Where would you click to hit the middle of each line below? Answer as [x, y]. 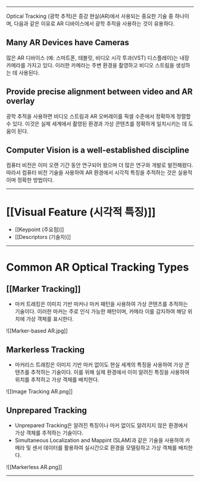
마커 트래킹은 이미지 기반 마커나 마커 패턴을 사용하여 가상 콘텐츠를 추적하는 [101, 304]
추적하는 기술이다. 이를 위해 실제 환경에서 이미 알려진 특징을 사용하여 [110, 372]
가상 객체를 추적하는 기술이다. [49, 433]
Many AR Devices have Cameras [68, 43]
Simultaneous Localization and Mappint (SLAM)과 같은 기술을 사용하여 [99, 440]
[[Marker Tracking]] [43, 289]
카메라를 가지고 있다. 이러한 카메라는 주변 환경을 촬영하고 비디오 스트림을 [90, 65]
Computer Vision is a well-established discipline [98, 150]
